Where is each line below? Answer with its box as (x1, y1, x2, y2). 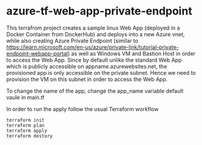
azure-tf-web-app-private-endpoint (6, 4, 192, 18)
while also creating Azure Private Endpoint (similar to (6, 37, 138, 44)
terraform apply (6, 127, 47, 134)
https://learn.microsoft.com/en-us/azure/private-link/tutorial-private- (6, 43, 179, 51)
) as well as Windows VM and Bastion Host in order (67, 50, 196, 57)
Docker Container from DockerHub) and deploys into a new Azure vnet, (6, 30, 185, 37)
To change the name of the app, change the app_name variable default (6, 87, 184, 94)
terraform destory (6, 133, 53, 139)
